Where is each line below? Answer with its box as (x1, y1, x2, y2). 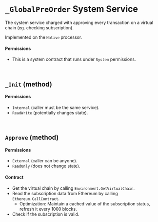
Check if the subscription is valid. (12, 211, 79, 217)
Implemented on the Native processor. (5, 34, 82, 40)
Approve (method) (5, 133, 59, 142)
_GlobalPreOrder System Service (5, 3, 138, 15)
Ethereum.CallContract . (12, 196, 60, 201)
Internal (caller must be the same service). (12, 104, 100, 111)
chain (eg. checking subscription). (5, 24, 74, 30)
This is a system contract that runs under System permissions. (12, 56, 136, 62)
